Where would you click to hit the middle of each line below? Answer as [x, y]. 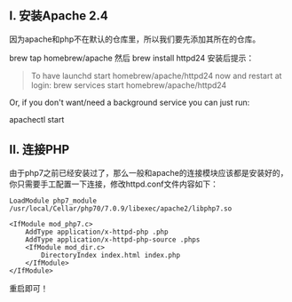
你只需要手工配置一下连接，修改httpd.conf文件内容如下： [114, 184]
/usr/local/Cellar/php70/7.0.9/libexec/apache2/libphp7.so [121, 208]
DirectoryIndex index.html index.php [110, 255]
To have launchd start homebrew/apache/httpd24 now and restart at [156, 75]
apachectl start [37, 119]
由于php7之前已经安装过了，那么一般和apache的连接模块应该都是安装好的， [149, 172]
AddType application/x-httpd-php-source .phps [113, 239]
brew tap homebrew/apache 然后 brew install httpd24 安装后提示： [132, 58]
